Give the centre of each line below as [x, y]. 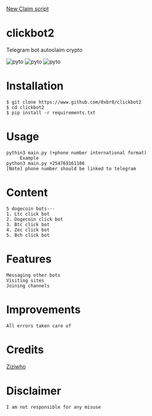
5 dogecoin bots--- [31, 209]
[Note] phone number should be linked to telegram [71, 169]
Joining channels [28, 286]
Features [29, 259]
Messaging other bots [33, 275]
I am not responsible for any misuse [54, 407]
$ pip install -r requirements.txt [51, 112]
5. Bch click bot [28, 235]
